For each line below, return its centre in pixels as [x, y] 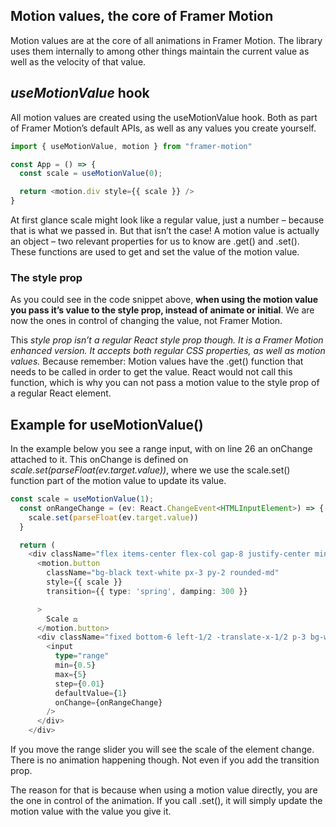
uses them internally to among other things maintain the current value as [160, 51]
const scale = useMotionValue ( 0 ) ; [91, 174]
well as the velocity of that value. [78, 61]
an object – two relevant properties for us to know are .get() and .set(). [155, 241]
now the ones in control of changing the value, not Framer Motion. [146, 321]
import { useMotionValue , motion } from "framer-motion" [131, 146]
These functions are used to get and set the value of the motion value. [155, 252]
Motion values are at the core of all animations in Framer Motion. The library [166, 40]
